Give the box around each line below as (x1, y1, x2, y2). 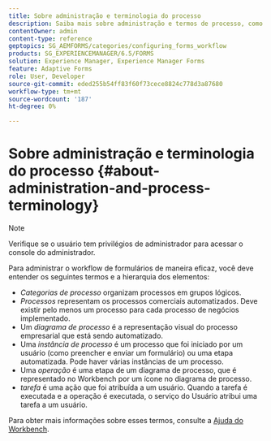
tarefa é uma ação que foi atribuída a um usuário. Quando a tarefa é (19, 383, 247, 392)
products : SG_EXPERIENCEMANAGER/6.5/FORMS (8, 50, 154, 58)
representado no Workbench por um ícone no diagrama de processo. (19, 374, 252, 384)
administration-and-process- (8, 179, 211, 197)
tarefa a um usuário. (19, 400, 88, 410)
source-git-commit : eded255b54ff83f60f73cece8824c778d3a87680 (8, 80, 223, 88)
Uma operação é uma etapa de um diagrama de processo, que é (19, 365, 237, 375)
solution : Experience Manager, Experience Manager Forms (8, 58, 205, 66)
